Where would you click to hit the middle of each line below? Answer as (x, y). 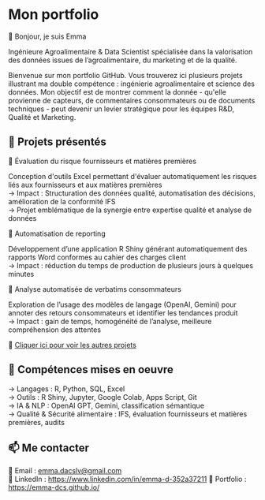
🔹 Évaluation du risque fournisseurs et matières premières (103, 161)
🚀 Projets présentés (57, 142)
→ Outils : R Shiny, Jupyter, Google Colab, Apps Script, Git (103, 397)
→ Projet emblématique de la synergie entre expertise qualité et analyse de (130, 210)
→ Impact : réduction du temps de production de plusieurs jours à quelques (131, 265)
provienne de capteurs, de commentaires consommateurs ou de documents (132, 100)
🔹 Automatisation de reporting (57, 233)
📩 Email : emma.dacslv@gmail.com (65, 471)
